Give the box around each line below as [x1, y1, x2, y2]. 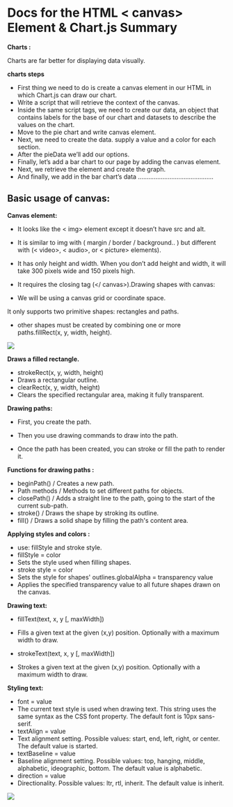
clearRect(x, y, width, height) [17, 383, 101, 392]
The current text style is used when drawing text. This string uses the [17, 704, 217, 713]
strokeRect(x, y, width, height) [17, 368, 104, 376]
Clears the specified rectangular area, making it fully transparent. [17, 390, 204, 399]
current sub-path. [17, 501, 68, 510]
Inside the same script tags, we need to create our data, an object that [17, 105, 219, 114]
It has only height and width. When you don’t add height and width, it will [17, 259, 226, 267]
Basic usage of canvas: [7, 193, 110, 205]
